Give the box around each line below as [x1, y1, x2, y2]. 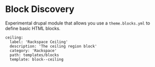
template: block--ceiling [9, 56, 64, 62]
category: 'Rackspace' [9, 48, 57, 53]
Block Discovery [5, 3, 74, 15]
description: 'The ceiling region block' [9, 43, 97, 48]
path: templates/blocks [9, 52, 59, 57]
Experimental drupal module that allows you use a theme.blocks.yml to [5, 20, 150, 26]
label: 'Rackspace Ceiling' [9, 39, 68, 44]
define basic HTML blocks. [5, 25, 61, 31]
